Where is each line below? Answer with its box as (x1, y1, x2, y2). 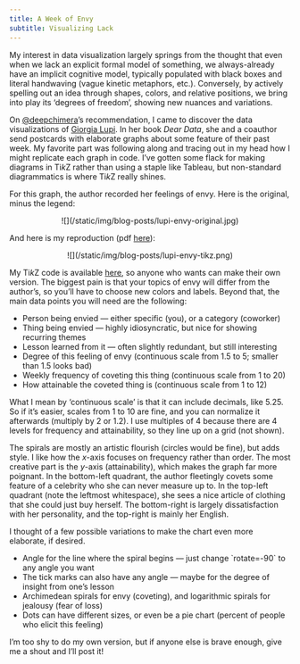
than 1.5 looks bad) (21, 360, 92, 370)
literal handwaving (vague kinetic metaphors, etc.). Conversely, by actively (9, 78, 284, 88)
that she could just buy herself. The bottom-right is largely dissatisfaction (9, 499, 279, 510)
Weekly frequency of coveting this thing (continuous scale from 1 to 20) (21, 369, 286, 380)
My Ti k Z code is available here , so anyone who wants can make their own (9, 267, 281, 278)
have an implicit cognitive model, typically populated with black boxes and (9, 68, 283, 79)
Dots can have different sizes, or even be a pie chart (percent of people (21, 610, 286, 620)
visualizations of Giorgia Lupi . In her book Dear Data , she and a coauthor (9, 123, 278, 134)
